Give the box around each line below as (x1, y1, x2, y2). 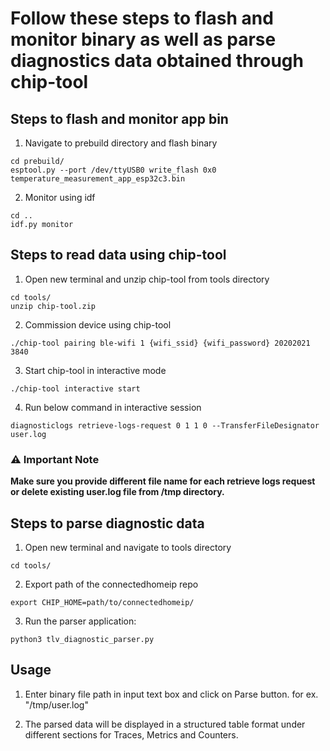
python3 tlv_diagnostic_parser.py (10, 634, 155, 644)
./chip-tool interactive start (10, 383, 141, 394)
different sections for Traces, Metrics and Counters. (24, 728, 239, 741)
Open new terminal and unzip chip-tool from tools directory (24, 273, 270, 285)
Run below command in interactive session (24, 401, 202, 413)
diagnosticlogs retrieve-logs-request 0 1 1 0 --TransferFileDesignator (10, 420, 320, 431)
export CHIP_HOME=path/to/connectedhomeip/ (10, 597, 195, 607)
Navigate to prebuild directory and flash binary (24, 137, 218, 149)
